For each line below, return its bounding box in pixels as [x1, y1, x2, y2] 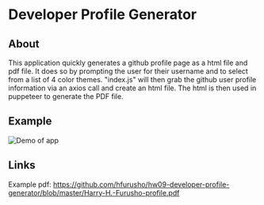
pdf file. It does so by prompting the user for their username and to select [8, 66, 248, 76]
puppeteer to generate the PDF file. [8, 92, 124, 101]
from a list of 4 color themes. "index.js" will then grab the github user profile [8, 75, 257, 84]
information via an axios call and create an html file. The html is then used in [8, 83, 257, 93]
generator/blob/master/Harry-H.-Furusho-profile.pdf [8, 188, 180, 197]
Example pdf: [8, 180, 52, 189]
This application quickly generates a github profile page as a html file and [8, 58, 248, 67]
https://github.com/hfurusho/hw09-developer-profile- [52, 180, 230, 189]
